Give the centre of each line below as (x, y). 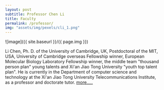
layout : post (18, 10)
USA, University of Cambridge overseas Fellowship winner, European (75, 56)
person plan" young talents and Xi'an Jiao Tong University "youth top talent (81, 67)
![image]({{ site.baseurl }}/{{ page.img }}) (47, 42)
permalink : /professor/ (29, 23)
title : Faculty (21, 19)
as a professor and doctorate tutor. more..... (49, 82)
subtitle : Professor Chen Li (35, 14)
